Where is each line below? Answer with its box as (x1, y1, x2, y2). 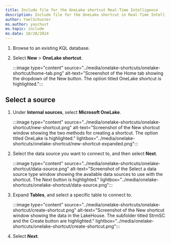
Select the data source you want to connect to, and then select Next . (12, 150, 158, 157)
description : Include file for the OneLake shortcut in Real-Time (5, 12, 149, 17)
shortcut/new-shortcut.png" (12, 124, 72, 130)
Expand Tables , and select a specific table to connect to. (12, 192, 132, 198)
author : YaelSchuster (5, 17, 51, 22)
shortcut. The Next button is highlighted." (12, 176, 99, 183)
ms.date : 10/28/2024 (5, 31, 49, 36)
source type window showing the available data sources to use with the (12, 171, 163, 177)
